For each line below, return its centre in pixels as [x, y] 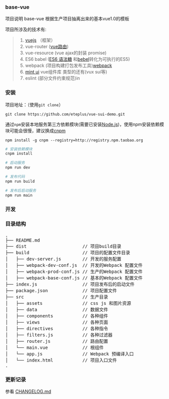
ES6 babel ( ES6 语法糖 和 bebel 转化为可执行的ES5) [77, 59]
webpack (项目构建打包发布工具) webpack [69, 66]
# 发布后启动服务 [21, 190]
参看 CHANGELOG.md [28, 391]
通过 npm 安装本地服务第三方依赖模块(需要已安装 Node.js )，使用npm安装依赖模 [85, 124]
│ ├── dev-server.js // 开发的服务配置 [63, 259]
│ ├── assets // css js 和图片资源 [68, 303]
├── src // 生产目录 [57, 297]
